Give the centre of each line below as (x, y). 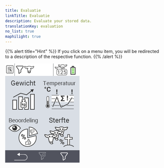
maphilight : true (23, 37)
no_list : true (20, 31)
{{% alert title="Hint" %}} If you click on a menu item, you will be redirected (82, 51)
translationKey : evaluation (34, 26)
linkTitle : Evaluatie (27, 16)
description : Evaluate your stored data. (49, 21)
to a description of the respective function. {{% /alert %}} (64, 56)
